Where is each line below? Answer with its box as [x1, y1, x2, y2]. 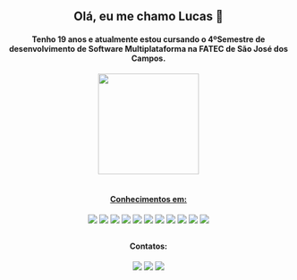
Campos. [131, 53, 166, 64]
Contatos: [129, 241, 168, 251]
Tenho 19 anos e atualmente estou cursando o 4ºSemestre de [31, 33, 266, 45]
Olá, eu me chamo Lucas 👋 [73, 9, 224, 24]
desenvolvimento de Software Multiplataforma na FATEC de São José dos [8, 43, 289, 54]
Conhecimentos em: [109, 194, 188, 205]
